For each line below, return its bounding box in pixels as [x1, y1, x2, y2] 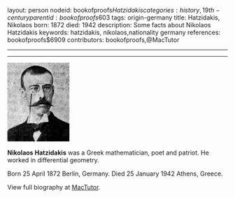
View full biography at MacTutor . [7, 183, 101, 191]
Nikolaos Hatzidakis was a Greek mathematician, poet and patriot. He [7, 148, 210, 157]
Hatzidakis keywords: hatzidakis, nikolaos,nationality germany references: [7, 28, 221, 36]
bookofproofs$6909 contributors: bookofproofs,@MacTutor [7, 36, 180, 44]
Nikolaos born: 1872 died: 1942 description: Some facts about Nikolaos [7, 21, 211, 29]
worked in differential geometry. [7, 156, 99, 164]
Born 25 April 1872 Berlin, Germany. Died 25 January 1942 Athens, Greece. [7, 169, 223, 178]
